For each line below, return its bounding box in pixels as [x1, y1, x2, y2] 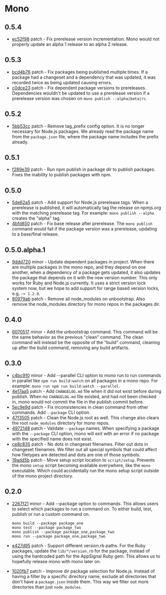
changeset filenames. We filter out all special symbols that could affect [11, 446, 157, 452]
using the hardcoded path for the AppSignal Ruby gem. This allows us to [11, 553, 161, 559]
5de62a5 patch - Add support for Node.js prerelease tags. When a [11, 200, 149, 206]
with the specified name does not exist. [11, 436, 93, 442]
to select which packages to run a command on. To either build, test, [11, 506, 153, 512]
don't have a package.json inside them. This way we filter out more [11, 579, 149, 585]
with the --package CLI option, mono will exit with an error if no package [11, 430, 160, 436]
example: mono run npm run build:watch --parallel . [11, 383, 120, 389]
